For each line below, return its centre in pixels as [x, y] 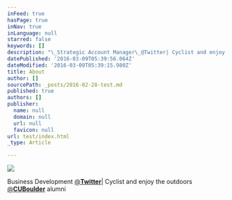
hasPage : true [28, 20]
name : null [29, 110]
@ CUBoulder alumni [36, 189]
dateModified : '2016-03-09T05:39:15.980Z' [69, 65]
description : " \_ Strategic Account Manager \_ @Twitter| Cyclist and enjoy [116, 53]
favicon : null [34, 130]
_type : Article [29, 143]
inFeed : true [26, 14]
